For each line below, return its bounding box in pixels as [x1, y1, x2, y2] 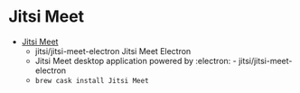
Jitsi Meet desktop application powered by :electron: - [34, 55, 237, 66]
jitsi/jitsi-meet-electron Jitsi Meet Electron [34, 45, 192, 56]
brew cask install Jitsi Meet [34, 76, 150, 85]
